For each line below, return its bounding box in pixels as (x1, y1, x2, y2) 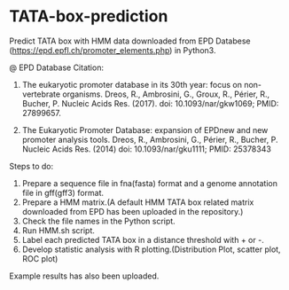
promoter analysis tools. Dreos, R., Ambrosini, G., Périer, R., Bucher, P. (21, 134, 278, 145)
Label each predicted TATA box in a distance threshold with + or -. (21, 234, 264, 245)
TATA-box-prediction (9, 6, 168, 27)
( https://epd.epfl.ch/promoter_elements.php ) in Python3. (9, 44, 216, 55)
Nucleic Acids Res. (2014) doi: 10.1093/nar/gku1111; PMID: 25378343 (21, 144, 272, 154)
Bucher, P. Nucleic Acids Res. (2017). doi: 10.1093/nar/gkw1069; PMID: (21, 98, 279, 108)
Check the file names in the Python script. (21, 216, 176, 226)
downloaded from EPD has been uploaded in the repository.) (21, 206, 244, 216)
